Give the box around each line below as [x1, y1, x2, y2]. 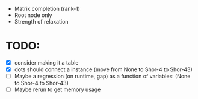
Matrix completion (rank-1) [14, 5, 81, 12]
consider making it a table [14, 59, 79, 66]
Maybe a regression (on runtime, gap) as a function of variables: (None [14, 72, 191, 80]
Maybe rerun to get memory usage [14, 86, 101, 93]
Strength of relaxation [14, 18, 69, 25]
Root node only [14, 11, 52, 19]
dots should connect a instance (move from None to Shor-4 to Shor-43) [14, 66, 193, 73]
